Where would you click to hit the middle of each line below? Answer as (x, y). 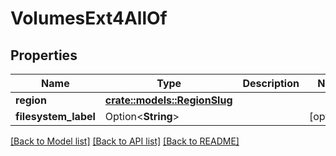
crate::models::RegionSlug (168, 100)
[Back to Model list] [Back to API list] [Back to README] (125, 141)
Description (271, 83)
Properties (44, 55)
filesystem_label (55, 116)
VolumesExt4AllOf (89, 18)
